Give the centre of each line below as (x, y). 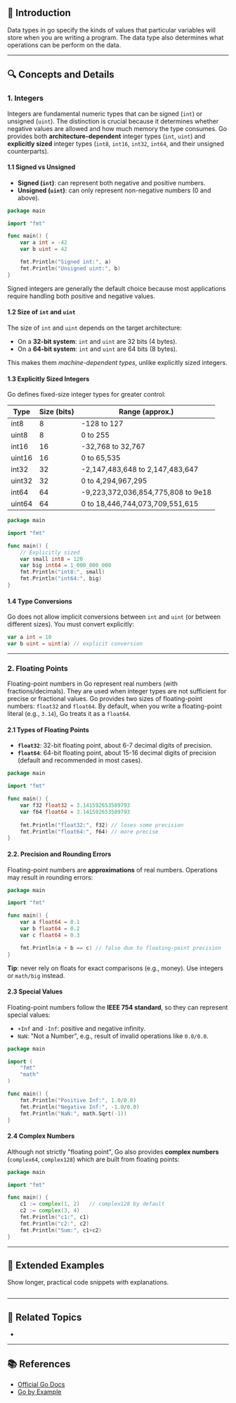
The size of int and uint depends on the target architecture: (95, 328)
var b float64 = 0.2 (50, 929)
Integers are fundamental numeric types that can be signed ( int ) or (105, 113)
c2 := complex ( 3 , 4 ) (50, 1211)
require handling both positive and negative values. (81, 296)
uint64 (22, 504)
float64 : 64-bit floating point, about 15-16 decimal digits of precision (117, 753)
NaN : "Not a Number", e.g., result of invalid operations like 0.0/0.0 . (113, 1036)
